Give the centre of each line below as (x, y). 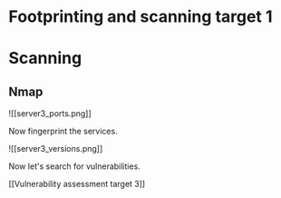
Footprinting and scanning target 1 (140, 17)
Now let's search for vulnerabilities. (75, 166)
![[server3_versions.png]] (56, 149)
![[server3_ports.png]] (50, 114)
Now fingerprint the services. (63, 131)
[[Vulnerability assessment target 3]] (77, 184)
